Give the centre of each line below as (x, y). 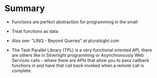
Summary (25, 8)
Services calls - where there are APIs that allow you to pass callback (80, 60)
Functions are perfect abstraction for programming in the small (75, 22)
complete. (22, 70)
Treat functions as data (35, 31)
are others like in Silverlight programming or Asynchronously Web (78, 55)
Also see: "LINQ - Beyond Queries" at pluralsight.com (65, 40)
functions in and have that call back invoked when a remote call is (78, 65)
